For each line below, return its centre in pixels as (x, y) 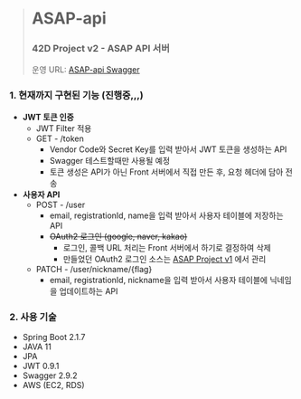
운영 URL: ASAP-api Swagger (85, 70)
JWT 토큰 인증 (48, 117)
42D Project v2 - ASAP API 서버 (100, 49)
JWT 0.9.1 (41, 366)
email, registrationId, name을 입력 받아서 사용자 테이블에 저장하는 (166, 215)
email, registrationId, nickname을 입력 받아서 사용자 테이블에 (159, 280)
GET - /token (60, 138)
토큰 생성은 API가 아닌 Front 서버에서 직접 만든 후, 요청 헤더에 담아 (166, 172)
